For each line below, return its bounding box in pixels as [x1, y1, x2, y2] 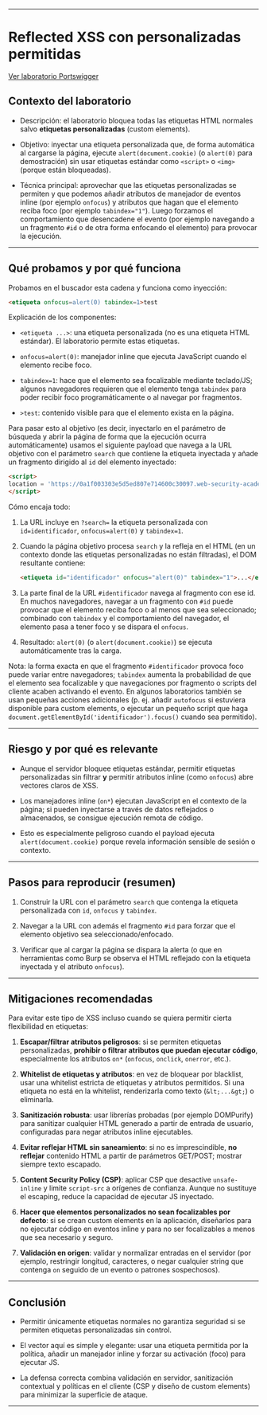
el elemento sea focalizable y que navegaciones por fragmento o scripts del [8, 678, 257, 687]
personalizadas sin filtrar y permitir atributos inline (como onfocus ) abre [19, 772, 254, 781]
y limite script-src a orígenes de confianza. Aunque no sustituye [43, 1183, 257, 1193]
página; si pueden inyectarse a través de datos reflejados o [19, 804, 215, 814]
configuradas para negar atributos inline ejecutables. [19, 1128, 193, 1137]
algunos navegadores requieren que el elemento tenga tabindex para [19, 384, 246, 394]
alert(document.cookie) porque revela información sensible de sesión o [19, 837, 256, 846]
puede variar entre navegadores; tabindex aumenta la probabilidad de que [8, 670, 252, 679]
